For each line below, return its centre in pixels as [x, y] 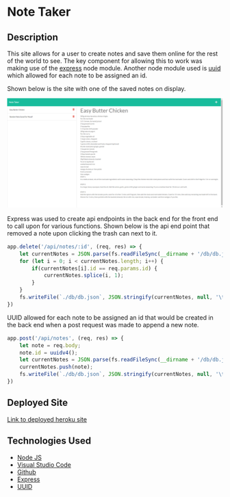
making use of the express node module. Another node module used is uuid [114, 68]
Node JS [29, 457]
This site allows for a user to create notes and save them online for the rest [113, 53]
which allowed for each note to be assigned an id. [77, 75]
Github [26, 472]
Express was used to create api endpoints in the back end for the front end [113, 218]
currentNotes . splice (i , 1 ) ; [84, 276]
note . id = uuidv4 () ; [49, 353]
